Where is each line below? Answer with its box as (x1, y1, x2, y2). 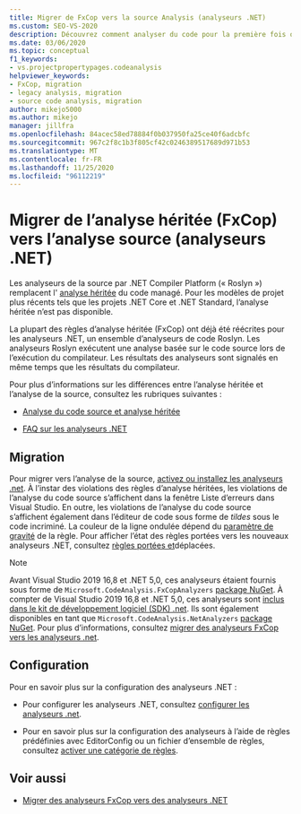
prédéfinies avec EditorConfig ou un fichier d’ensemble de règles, (21, 735, 265, 746)
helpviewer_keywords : (9, 72, 90, 81)
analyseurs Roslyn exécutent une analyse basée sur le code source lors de (9, 342, 286, 354)
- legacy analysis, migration (9, 88, 123, 97)
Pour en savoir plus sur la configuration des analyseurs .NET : (9, 681, 237, 692)
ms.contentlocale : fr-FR (9, 154, 102, 164)
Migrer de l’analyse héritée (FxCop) (9, 210, 278, 230)
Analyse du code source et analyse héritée (21, 406, 181, 417)
